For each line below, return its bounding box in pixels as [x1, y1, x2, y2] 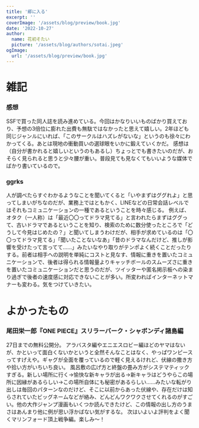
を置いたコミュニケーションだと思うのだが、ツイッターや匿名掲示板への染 [6, 266, 188, 273]
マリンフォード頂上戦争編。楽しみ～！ [11, 416, 105, 423]
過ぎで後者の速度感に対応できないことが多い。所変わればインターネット [11, 273, 188, 281]
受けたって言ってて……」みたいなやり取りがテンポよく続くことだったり [16, 244, 192, 251]
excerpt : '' [6, 14, 36, 20]
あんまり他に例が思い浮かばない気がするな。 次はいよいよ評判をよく [16, 408, 185, 415]
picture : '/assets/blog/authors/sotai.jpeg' [11, 42, 124, 48]
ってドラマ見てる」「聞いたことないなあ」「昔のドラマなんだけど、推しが [11, 236, 188, 244]
